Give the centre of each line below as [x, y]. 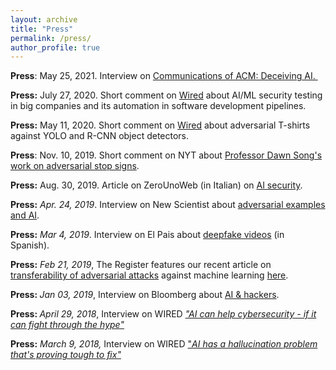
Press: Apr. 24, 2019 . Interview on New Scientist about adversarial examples [168, 205]
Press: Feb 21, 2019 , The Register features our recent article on [141, 265]
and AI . [25, 215]
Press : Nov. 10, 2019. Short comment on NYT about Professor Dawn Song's [166, 155]
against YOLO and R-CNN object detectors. [100, 136]
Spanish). [30, 245]
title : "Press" [42, 29]
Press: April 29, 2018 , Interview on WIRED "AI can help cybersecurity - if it [163, 314]
